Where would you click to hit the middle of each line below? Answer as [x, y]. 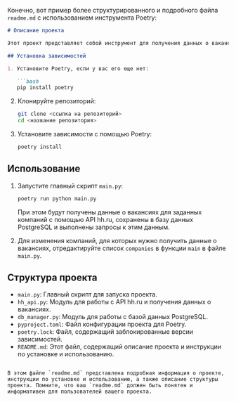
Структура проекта [52, 277]
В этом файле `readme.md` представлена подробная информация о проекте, [116, 373]
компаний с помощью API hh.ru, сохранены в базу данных [105, 219]
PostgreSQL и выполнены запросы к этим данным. [93, 227]
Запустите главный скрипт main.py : [70, 186]
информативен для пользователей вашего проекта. [80, 392]
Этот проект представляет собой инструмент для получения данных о [108, 43]
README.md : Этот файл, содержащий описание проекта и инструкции [119, 346]
